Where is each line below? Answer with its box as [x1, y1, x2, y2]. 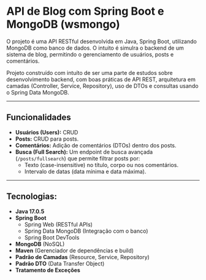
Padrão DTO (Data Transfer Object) [15, 260, 105, 267]
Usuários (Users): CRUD [15, 128, 78, 136]
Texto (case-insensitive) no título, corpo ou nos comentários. [24, 161, 179, 168]
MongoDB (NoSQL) [15, 240, 65, 247]
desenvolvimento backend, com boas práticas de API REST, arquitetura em [6, 76, 196, 83]
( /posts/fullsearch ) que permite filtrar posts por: [15, 155, 140, 162]
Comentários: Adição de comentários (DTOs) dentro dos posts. [15, 141, 177, 149]
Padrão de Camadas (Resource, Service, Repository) [15, 253, 150, 260]
